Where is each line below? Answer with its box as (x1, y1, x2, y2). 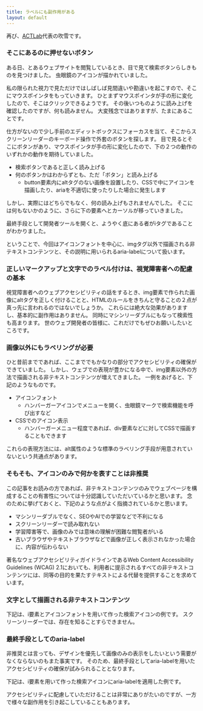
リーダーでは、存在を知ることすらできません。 (22, 618, 138, 625)
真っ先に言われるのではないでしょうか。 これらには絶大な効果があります (6, 304, 188, 311)
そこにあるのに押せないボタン (6, 49, 94, 57)
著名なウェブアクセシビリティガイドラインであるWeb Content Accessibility (6, 556, 194, 563)
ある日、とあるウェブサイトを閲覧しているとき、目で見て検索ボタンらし (6, 63, 187, 71)
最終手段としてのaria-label (6, 634, 85, 643)
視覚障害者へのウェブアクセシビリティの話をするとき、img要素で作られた (6, 289, 190, 296)
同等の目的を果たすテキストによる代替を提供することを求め (43, 571, 192, 578)
